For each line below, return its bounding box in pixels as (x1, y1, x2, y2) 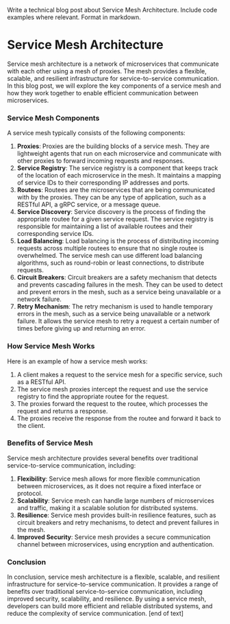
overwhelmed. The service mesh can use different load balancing (16, 252, 203, 260)
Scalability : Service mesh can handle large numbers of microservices (16, 496, 214, 505)
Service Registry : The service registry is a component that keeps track (16, 164, 218, 172)
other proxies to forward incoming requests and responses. (16, 157, 185, 165)
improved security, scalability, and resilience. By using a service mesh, (7, 595, 207, 603)
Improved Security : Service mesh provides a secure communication (16, 533, 211, 541)
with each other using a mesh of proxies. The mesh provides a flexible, (7, 67, 207, 75)
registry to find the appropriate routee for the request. (16, 392, 169, 400)
